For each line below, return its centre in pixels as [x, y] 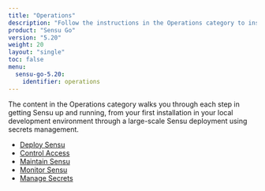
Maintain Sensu [45, 161]
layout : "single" [37, 52]
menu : [17, 67]
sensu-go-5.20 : [40, 74]
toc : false [26, 60]
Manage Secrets [46, 178]
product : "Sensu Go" [42, 30]
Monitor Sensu [43, 170]
